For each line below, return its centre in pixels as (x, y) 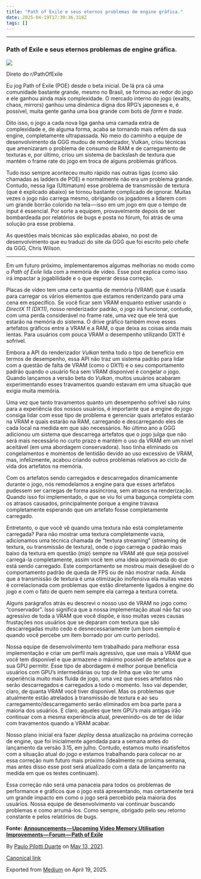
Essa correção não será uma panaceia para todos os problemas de (89, 785)
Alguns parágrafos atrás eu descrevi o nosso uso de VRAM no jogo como (97, 603)
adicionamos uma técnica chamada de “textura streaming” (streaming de (96, 540)
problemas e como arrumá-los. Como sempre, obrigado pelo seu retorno (96, 810)
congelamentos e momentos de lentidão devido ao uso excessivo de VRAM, (100, 453)
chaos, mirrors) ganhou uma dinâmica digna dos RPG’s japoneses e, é (92, 104)
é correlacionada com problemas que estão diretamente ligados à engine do (100, 585)
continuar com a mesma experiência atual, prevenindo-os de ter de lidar (95, 717)
